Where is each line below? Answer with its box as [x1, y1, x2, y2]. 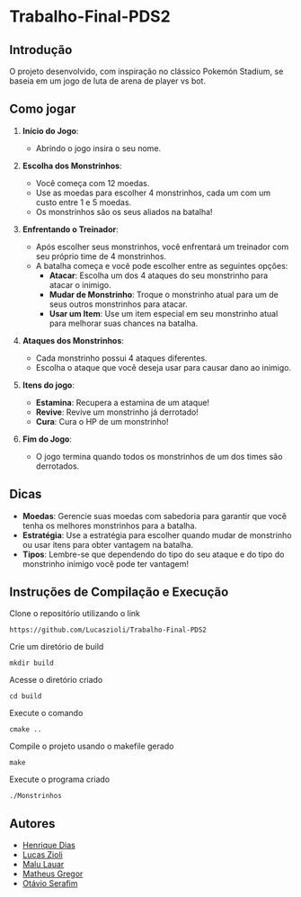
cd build [9, 692, 42, 701]
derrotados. [35, 461, 80, 471]
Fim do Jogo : [22, 434, 72, 444]
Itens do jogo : [22, 380, 75, 390]
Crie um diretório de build [9, 641, 104, 652]
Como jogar [9, 102, 76, 117]
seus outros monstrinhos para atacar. [49, 299, 188, 309]
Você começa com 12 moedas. [35, 177, 150, 188]
